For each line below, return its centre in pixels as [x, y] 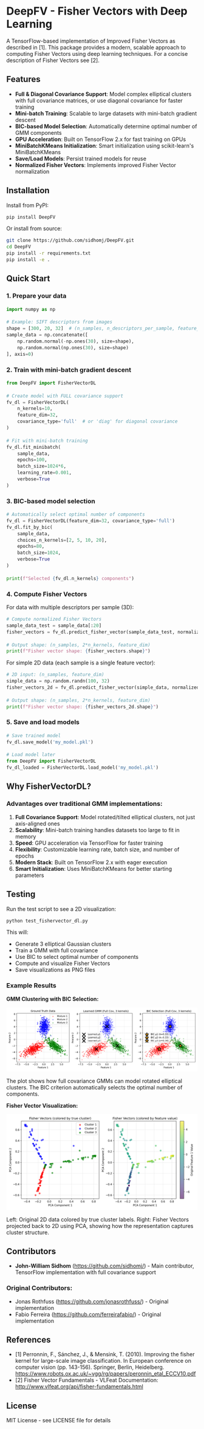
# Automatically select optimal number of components [76, 514]
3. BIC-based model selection [51, 501]
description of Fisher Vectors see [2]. [53, 60]
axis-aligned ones [37, 824]
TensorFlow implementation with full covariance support [86, 1272]
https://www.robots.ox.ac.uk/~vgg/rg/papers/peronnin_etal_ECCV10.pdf [105, 1374]
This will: [17, 932]
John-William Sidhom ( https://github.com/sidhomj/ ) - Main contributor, [104, 1266]
